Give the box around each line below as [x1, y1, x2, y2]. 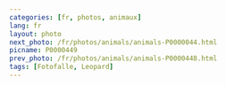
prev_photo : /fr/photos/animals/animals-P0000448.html [9, 54, 218, 63]
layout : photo [9, 29, 63, 38]
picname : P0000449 [9, 46, 78, 55]
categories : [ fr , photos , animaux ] [9, 12, 142, 22]
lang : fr [9, 21, 42, 30]
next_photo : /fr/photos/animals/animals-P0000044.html [9, 37, 218, 47]
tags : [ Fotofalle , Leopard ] [9, 63, 114, 72]
